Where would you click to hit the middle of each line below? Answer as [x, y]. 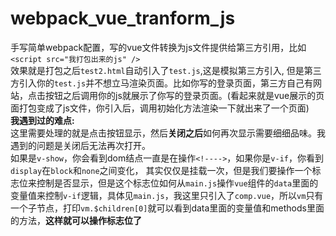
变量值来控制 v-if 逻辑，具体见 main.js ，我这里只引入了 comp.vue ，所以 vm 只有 [167, 195]
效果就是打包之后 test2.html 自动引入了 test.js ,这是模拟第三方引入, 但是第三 [166, 70]
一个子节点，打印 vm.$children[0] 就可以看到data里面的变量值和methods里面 [167, 208]
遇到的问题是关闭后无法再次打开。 [80, 145]
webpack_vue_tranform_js [123, 18]
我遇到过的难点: [42, 120]
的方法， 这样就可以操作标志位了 [76, 220]
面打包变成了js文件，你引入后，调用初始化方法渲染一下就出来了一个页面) [160, 108]
